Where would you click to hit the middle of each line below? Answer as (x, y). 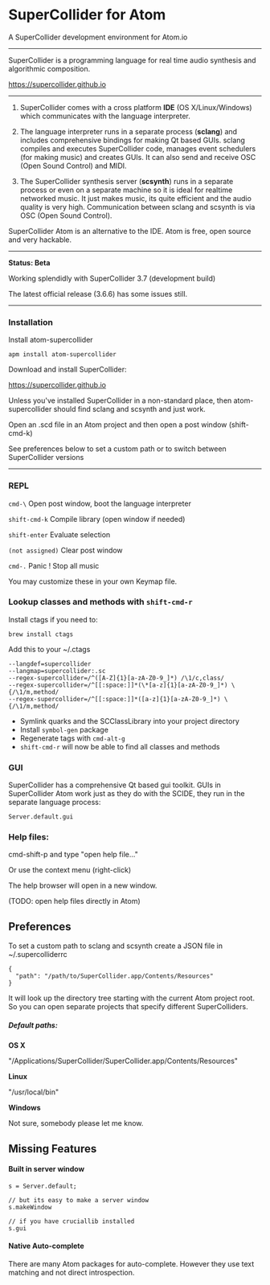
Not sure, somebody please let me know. (76, 1123)
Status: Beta (29, 262)
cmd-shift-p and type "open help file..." (73, 855)
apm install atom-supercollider (62, 355)
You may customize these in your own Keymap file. (93, 581)
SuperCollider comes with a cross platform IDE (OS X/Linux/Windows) (136, 107)
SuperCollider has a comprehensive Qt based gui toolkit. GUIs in (115, 785)
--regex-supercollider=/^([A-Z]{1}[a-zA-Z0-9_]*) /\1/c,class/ (117, 678)
